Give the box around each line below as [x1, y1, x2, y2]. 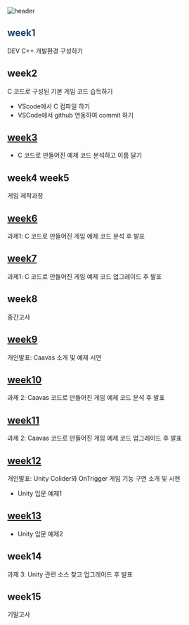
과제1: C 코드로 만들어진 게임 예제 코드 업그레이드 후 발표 [7, 272, 162, 281]
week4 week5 [7, 172, 70, 184]
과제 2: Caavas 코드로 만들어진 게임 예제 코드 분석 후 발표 [7, 393, 165, 402]
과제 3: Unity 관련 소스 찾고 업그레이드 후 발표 [7, 570, 133, 579]
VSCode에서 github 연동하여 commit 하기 [17, 111, 134, 119]
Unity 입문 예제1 [17, 489, 62, 498]
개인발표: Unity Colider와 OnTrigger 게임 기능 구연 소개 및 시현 [7, 474, 181, 482]
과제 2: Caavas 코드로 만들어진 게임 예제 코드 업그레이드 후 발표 [7, 434, 182, 443]
